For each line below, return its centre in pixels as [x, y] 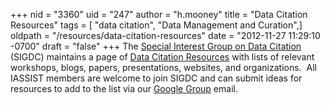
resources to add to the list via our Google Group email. [124, 88]
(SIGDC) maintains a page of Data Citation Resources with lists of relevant [162, 57]
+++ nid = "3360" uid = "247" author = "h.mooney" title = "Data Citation [159, 14]
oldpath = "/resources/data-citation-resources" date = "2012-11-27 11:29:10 [165, 35]
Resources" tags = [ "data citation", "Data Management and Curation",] [156, 25]
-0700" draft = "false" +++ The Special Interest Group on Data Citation [156, 46]
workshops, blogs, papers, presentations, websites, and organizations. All [163, 67]
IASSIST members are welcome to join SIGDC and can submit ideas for [156, 78]
